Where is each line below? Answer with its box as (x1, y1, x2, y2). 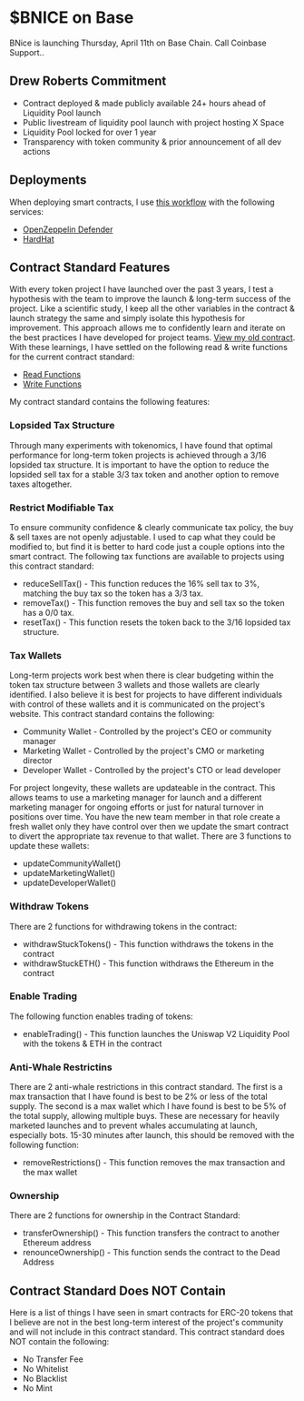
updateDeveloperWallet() (22, 877, 116, 889)
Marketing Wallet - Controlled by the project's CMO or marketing (22, 745, 265, 757)
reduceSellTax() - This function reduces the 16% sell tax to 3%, (22, 578, 260, 589)
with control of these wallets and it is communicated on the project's (9, 699, 266, 710)
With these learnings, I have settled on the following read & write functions (9, 342, 289, 353)
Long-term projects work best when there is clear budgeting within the (9, 670, 274, 680)
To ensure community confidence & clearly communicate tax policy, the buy (9, 521, 294, 532)
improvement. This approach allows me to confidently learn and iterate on (9, 322, 286, 334)
